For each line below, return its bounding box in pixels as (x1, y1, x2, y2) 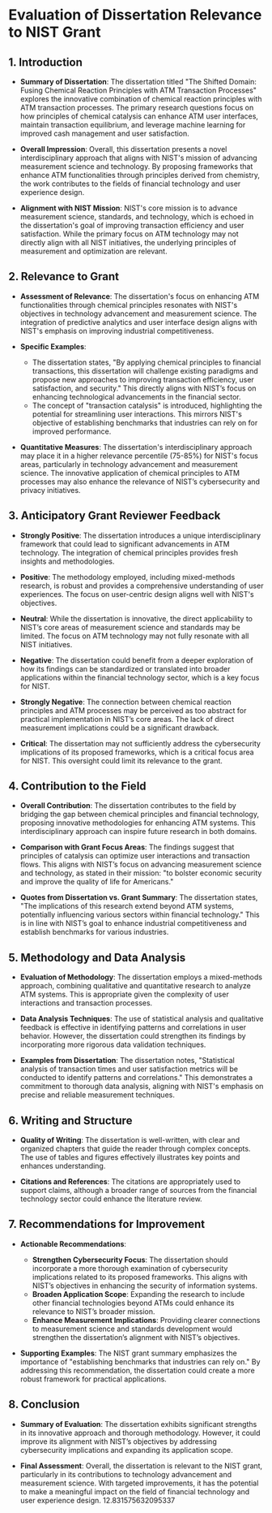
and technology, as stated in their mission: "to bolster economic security (19, 868, 262, 878)
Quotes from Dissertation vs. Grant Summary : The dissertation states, (19, 893, 258, 902)
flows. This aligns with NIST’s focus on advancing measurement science (19, 859, 261, 870)
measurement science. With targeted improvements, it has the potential (19, 1478, 259, 1488)
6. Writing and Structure (8, 1113, 133, 1127)
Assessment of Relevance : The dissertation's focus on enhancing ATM (19, 291, 260, 301)
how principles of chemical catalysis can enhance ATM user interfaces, (19, 111, 259, 121)
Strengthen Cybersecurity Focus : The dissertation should (32, 1255, 228, 1264)
